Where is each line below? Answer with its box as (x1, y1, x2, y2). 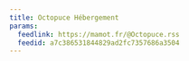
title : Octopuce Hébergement (9, 13, 119, 22)
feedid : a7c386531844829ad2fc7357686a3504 (17, 38, 180, 48)
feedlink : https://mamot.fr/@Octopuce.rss (17, 30, 180, 39)
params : (9, 22, 39, 30)
